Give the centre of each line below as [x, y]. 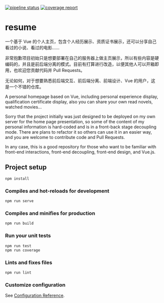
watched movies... [24, 107]
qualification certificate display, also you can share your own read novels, [79, 102]
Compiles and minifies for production [50, 213]
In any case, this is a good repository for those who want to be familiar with [81, 146]
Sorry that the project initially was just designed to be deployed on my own [80, 116]
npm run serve [20, 201]
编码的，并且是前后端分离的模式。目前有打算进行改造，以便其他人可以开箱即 [82, 64]
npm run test [18, 246]
